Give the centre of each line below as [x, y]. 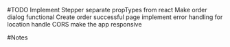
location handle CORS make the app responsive [74, 24]
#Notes [18, 37]
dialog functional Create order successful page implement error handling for [115, 17]
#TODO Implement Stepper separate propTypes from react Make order [107, 10]
